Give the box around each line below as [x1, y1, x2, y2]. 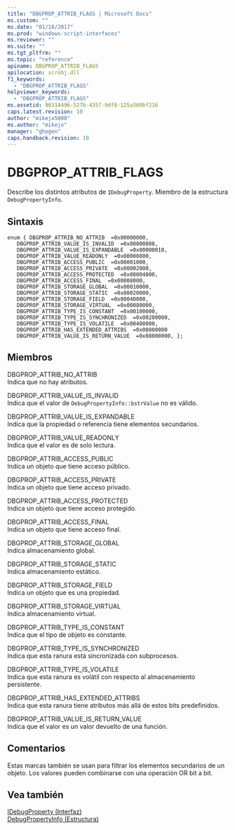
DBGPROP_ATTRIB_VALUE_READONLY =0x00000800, [16, 253, 152, 260]
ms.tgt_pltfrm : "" [7, 50, 61, 57]
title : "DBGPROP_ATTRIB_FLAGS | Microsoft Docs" [7, 10, 152, 18]
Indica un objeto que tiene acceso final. [7, 525, 121, 534]
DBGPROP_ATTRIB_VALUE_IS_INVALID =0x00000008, [16, 240, 159, 247]
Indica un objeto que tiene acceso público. [7, 461, 130, 470]
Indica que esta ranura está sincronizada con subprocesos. [7, 651, 179, 660]
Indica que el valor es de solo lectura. [7, 440, 116, 449]
